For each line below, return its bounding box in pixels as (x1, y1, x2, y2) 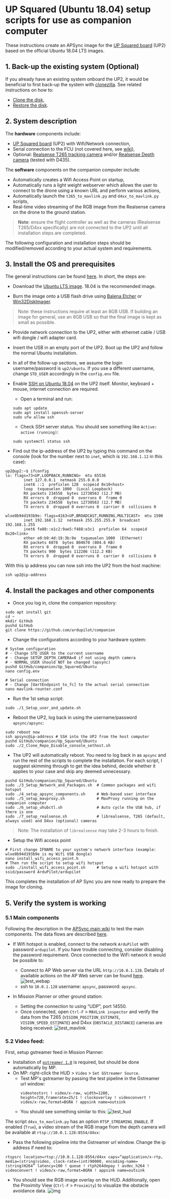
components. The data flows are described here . (5, 931, 108, 937)
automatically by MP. (12, 1065, 57, 1071)
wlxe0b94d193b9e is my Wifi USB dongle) (5, 852, 93, 857)
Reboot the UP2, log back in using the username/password (12, 714, 137, 721)
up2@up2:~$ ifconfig (5, 469, 50, 474)
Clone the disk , (12, 97, 45, 103)
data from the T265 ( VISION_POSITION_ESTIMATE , (20, 1014, 120, 1020)
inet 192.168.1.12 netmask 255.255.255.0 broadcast (23, 518, 140, 523)
